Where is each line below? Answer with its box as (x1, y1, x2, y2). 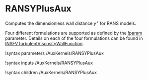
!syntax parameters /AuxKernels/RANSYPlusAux (5, 50, 104, 56)
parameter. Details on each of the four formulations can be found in (5, 35, 143, 41)
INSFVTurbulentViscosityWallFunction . (5, 40, 84, 46)
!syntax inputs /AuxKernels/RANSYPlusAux (5, 60, 93, 66)
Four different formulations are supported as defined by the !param (5, 30, 143, 36)
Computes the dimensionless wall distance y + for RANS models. (5, 19, 137, 26)
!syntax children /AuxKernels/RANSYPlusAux (5, 69, 97, 75)
